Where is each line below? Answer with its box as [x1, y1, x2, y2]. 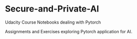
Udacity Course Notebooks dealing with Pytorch [5, 19, 101, 25]
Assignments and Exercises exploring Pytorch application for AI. [5, 28, 133, 34]
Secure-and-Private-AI [5, 3, 99, 14]
